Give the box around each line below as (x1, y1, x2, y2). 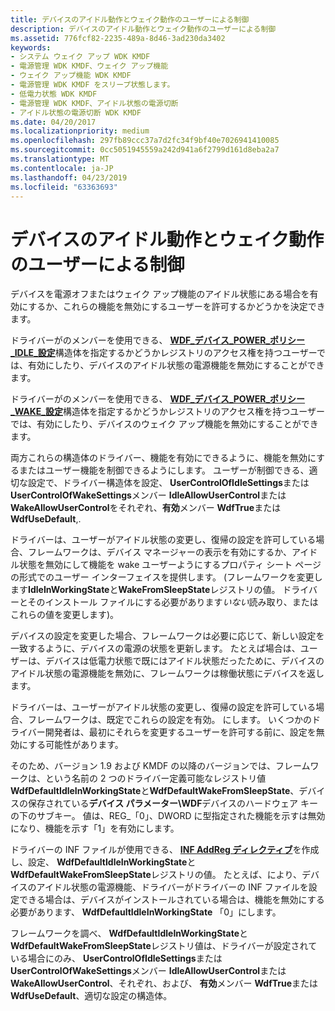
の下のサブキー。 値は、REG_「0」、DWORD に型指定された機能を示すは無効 (10, 810, 326, 822)
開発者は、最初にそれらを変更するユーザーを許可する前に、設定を (44, 726, 317, 738)
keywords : (10, 42, 52, 53)
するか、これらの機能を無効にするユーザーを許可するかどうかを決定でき (28, 301, 326, 313)
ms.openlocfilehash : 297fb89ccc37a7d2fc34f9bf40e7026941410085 (10, 136, 280, 146)
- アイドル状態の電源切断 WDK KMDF (10, 107, 142, 118)
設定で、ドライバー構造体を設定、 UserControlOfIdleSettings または (27, 477, 310, 489)
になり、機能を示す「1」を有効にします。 (10, 822, 180, 835)
